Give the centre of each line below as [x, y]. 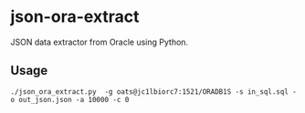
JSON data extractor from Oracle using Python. [100, 42]
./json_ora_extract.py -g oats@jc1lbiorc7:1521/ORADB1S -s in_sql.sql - [154, 92]
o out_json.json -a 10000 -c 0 [70, 99]
